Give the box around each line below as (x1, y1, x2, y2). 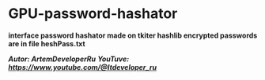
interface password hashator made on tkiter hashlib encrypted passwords (8, 31, 258, 40)
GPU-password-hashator (8, 5, 178, 23)
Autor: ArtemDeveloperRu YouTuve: (8, 54, 130, 64)
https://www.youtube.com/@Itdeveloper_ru (8, 62, 157, 71)
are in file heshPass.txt (8, 38, 85, 48)
